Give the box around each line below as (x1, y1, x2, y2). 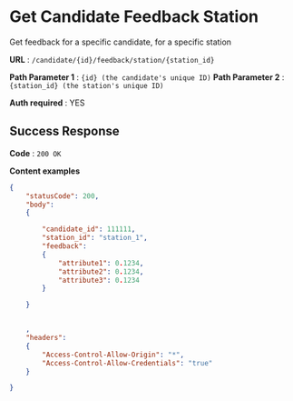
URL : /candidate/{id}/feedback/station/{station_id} (9, 54, 215, 65)
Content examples (9, 165, 81, 176)
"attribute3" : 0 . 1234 (57, 276, 141, 285)
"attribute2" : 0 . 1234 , (57, 266, 144, 276)
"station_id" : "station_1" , (42, 234, 148, 243)
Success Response (9, 124, 120, 139)
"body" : (25, 200, 54, 209)
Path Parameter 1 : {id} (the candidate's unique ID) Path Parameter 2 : (9, 71, 285, 83)
